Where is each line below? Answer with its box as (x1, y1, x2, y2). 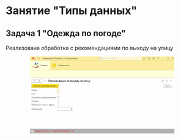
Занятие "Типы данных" (6, 4, 138, 18)
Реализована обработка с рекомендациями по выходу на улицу (6, 44, 174, 51)
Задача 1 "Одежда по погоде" (6, 28, 126, 39)
